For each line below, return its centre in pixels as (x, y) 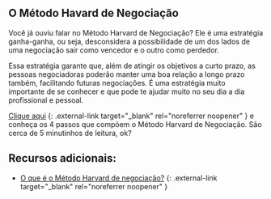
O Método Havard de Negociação (94, 13)
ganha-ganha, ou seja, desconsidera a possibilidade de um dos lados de (129, 41)
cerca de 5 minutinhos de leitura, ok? (70, 133)
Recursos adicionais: (63, 158)
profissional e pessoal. (46, 99)
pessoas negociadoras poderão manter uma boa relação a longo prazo (127, 74)
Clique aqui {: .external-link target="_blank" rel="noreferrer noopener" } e (131, 116)
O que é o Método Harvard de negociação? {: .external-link (119, 178)
